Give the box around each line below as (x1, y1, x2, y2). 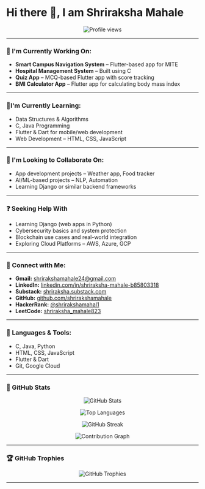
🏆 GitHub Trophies (6, 453, 65, 462)
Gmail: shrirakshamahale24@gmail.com (15, 275, 117, 282)
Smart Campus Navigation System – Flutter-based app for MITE (15, 61, 179, 68)
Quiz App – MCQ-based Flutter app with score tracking (15, 74, 154, 81)
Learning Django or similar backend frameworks (15, 183, 137, 190)
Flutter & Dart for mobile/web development (15, 128, 123, 135)
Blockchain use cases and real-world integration (15, 233, 137, 241)
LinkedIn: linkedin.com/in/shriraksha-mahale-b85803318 (15, 281, 159, 289)
